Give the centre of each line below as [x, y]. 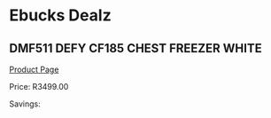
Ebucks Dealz [61, 16]
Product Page [34, 69]
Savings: [25, 104]
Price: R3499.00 [39, 87]
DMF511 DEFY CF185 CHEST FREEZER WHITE [136, 48]
